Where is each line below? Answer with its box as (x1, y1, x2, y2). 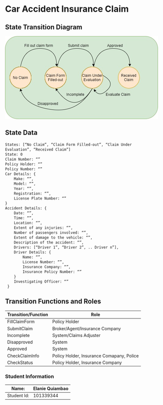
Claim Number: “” (5, 157, 41, 162)
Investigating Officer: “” (14, 279, 69, 284)
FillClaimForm (7, 319, 35, 325)
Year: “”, (14, 186, 34, 191)
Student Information (5, 373, 54, 380)
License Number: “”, (22, 259, 64, 265)
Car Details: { (5, 171, 36, 177)
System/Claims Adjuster (52, 332, 101, 338)
